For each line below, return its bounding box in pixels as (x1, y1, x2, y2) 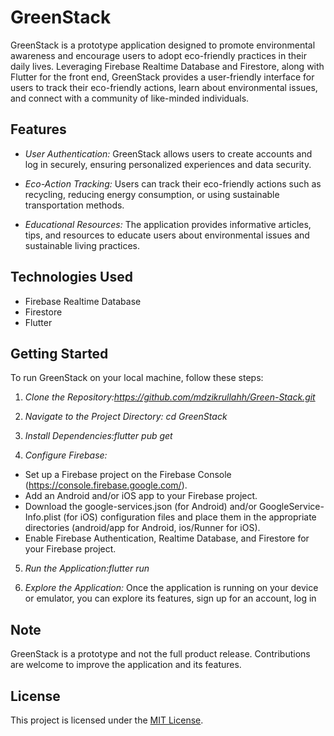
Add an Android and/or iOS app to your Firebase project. (24, 490, 258, 502)
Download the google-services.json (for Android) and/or (24, 501, 258, 513)
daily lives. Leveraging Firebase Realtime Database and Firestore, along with (10, 60, 325, 72)
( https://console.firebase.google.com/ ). (24, 479, 188, 491)
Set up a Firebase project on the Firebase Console (24, 469, 232, 481)
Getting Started (10, 345, 109, 362)
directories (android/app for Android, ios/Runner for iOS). (24, 522, 261, 534)
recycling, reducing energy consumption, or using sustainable (24, 188, 280, 200)
